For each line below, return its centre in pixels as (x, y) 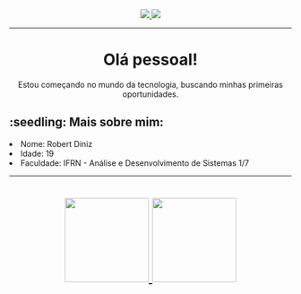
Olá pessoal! (150, 60)
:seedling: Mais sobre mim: (86, 122)
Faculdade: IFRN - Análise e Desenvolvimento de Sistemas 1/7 (135, 163)
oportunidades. (150, 94)
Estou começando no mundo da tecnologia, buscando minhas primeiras (150, 84)
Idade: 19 (38, 153)
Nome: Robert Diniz (57, 143)
